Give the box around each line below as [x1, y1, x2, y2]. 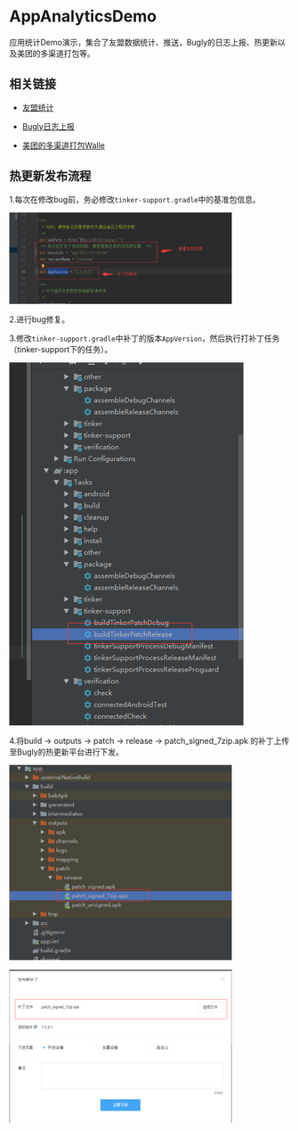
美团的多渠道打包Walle [21, 140, 105, 151]
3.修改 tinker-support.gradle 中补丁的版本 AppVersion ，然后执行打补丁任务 [9, 333, 280, 343]
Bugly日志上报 [21, 120, 76, 131]
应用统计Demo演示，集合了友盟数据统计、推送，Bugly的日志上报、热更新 [9, 37, 278, 47]
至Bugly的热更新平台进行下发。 [9, 747, 125, 757]
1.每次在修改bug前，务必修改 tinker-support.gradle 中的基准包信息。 [9, 194, 261, 204]
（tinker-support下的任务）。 [9, 343, 113, 354]
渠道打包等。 [47, 47, 95, 59]
